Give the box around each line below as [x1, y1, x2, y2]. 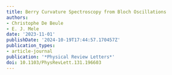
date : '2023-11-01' [6, 31, 56, 37]
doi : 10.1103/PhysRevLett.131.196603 [6, 59, 102, 65]
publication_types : [6, 43, 56, 49]
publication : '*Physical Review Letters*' [6, 54, 115, 60]
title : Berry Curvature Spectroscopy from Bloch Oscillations [6, 8, 167, 15]
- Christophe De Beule [6, 20, 64, 26]
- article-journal [6, 48, 53, 54]
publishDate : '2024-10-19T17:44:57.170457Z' [6, 37, 121, 43]
